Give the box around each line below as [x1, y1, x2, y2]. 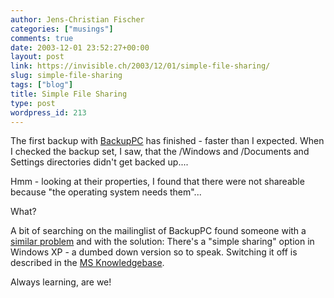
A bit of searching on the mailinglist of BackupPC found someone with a [10, 225, 307, 237]
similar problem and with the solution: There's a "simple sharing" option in [10, 236, 315, 248]
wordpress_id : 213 [10, 107, 87, 118]
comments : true [10, 33, 74, 43]
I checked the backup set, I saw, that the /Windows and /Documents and [10, 146, 310, 158]
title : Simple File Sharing [10, 89, 128, 99]
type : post [10, 98, 56, 108]
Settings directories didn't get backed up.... [10, 156, 189, 168]
